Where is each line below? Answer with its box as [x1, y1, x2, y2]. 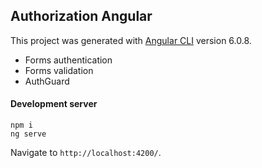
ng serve [10, 129, 47, 139]
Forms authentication [24, 54, 113, 66]
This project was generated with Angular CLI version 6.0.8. [10, 34, 252, 46]
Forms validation [24, 64, 94, 76]
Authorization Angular [10, 8, 153, 25]
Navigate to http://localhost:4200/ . [10, 147, 162, 159]
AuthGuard [24, 75, 70, 87]
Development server [10, 98, 98, 110]
